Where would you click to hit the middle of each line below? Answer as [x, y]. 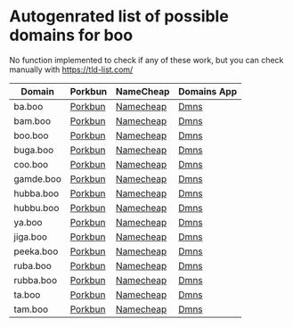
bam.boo [33, 120]
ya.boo [28, 222]
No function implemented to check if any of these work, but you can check [146, 60]
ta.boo [27, 294]
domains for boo [71, 35]
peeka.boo [36, 251]
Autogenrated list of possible [119, 16]
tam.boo [31, 309]
